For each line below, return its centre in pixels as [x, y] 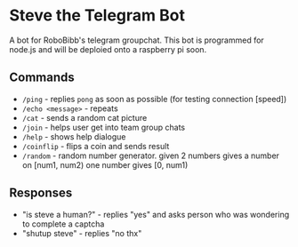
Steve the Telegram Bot [97, 16]
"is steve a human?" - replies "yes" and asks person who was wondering [156, 214]
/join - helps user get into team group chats [103, 127]
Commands [42, 78]
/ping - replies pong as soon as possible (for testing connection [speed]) [154, 99]
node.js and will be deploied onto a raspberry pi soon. [108, 49]
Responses [41, 193]
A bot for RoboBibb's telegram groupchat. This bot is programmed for [137, 40]
